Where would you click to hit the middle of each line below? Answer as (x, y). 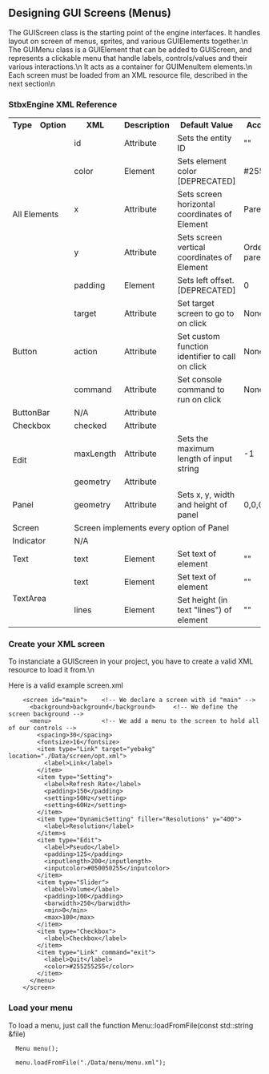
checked (90, 426)
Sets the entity (205, 138)
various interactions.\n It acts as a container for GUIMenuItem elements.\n (130, 67)
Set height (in (203, 600)
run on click (199, 400)
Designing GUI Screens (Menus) (90, 13)
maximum (196, 449)
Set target (196, 304)
